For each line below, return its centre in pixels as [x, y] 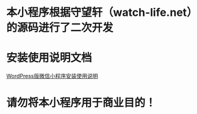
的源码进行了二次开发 [60, 28]
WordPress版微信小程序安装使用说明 [52, 76]
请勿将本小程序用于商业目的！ [81, 103]
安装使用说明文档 [49, 58]
